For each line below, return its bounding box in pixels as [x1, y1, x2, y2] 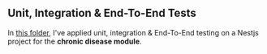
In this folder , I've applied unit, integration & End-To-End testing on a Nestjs [7, 27, 259, 37]
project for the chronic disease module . [7, 36, 143, 46]
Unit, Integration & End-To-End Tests [7, 6, 196, 20]
